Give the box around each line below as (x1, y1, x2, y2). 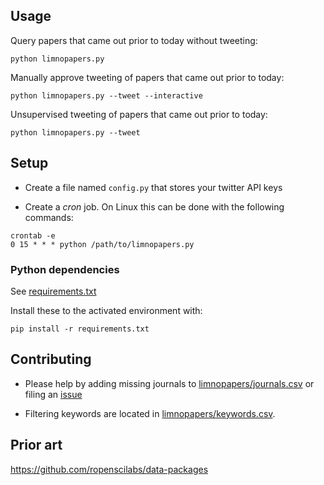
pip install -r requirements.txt (10, 324, 150, 334)
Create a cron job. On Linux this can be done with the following (24, 200, 285, 213)
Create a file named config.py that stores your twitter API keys (24, 181, 283, 193)
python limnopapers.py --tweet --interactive (10, 90, 203, 101)
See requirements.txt (10, 285, 97, 297)
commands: (24, 211, 74, 223)
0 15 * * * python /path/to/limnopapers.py (10, 239, 195, 249)
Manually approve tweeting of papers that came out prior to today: (10, 71, 285, 83)
